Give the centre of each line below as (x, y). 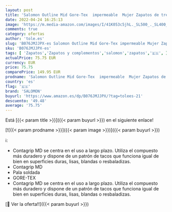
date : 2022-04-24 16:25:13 (34, 20)
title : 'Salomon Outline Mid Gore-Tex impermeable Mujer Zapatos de (82, 15)
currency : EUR (20, 63)
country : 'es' (20, 82)
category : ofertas (25, 34)
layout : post (19, 10)
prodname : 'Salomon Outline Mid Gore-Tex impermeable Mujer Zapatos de (86, 77)
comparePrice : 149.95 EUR (33, 72)
